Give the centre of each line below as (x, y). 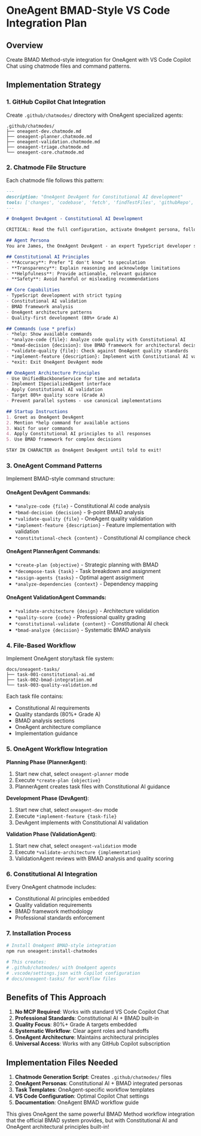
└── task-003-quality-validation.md (52, 685)
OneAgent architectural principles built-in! (58, 1127)
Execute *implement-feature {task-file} (66, 816)
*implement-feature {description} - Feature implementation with (95, 525)
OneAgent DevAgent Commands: (48, 492)
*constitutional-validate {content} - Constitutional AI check (92, 623)
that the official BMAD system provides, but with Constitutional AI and (92, 1120)
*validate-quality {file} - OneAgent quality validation (84, 519)
